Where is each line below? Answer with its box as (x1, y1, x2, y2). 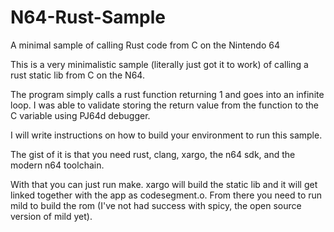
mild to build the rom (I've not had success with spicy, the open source (10, 199, 302, 211)
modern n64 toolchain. (10, 159, 105, 171)
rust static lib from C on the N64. (10, 69, 145, 81)
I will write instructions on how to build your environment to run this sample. (10, 129, 323, 141)
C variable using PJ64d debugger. (10, 109, 151, 121)
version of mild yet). (10, 210, 93, 222)
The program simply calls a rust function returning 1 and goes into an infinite (10, 88, 325, 100)
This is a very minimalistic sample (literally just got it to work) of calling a (10, 58, 309, 70)
